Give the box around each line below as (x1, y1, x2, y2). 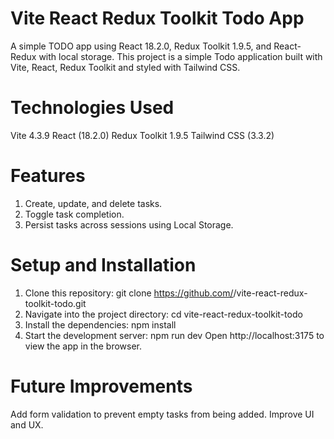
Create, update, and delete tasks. (24, 197, 163, 209)
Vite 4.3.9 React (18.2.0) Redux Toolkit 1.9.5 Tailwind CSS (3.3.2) (10, 129, 275, 141)
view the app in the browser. (24, 340, 143, 352)
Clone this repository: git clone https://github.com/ (24, 287, 234, 299)
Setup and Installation (10, 254, 197, 276)
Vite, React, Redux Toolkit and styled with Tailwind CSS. (10, 61, 241, 73)
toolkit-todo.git (24, 297, 87, 309)
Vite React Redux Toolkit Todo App (10, 7, 305, 30)
